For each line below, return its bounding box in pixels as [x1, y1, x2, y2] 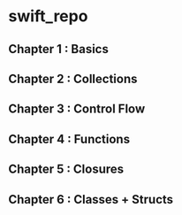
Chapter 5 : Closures [8, 162, 125, 177]
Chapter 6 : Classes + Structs [8, 192, 174, 207]
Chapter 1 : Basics [8, 42, 110, 57]
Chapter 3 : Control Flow [8, 102, 146, 117]
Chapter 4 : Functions [8, 131, 130, 147]
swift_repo [8, 6, 88, 27]
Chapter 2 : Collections [8, 71, 138, 86]
